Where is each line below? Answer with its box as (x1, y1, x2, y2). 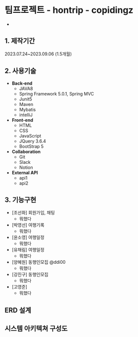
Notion (19, 164, 33, 170)
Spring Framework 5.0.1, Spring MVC (19, 91, 94, 96)
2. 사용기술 (4, 67, 37, 75)
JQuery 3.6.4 (19, 138, 46, 144)
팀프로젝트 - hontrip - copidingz (4, 4, 134, 16)
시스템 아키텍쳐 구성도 (4, 325, 68, 333)
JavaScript (19, 133, 42, 139)
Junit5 (19, 96, 33, 102)
